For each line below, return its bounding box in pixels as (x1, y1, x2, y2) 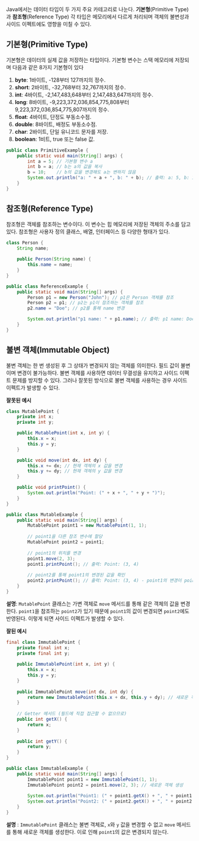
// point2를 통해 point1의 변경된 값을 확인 (27, 572, 126, 578)
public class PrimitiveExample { (6, 147, 89, 153)
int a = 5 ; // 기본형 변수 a (27, 158, 93, 165)
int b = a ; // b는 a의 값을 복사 (27, 164, 102, 170)
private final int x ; (17, 645, 70, 650)
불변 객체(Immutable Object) (6, 345, 110, 355)
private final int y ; (17, 650, 70, 656)
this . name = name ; (27, 262, 73, 268)
